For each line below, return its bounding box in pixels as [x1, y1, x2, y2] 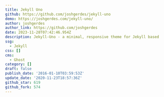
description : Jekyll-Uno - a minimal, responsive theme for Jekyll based [5, 35, 160, 40]
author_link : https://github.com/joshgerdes [5, 25, 98, 30]
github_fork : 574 [5, 84, 41, 90]
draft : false [5, 67, 32, 72]
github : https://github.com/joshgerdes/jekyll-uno [5, 12, 111, 17]
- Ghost [9, 57, 26, 62]
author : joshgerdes [5, 21, 45, 26]
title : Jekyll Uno [5, 7, 43, 12]
